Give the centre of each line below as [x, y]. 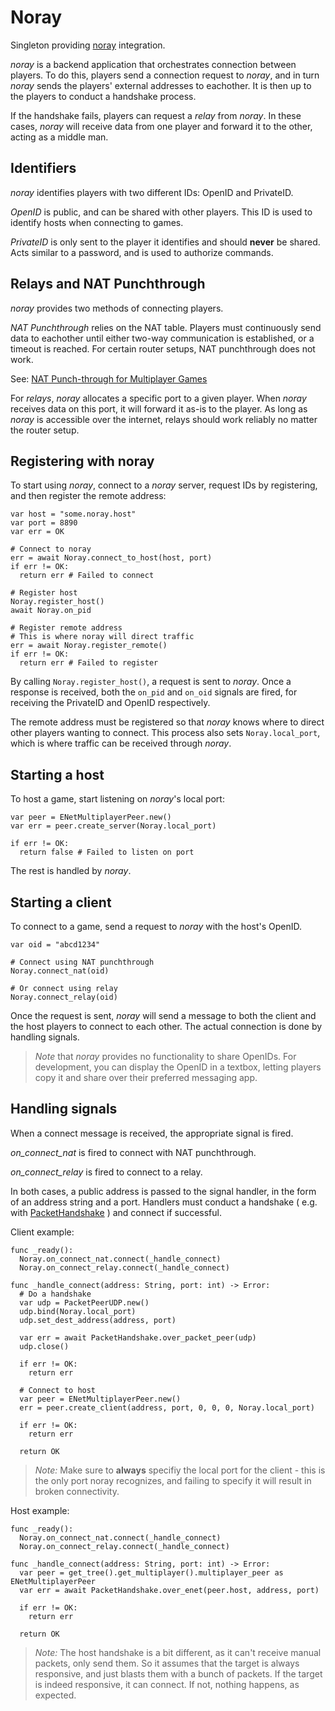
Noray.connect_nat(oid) [60, 971]
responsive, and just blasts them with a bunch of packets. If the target [178, 1673]
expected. [55, 1695]
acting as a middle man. [59, 137]
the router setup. [45, 430]
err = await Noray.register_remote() [89, 646]
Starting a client [61, 902]
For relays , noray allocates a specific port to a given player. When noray [158, 398]
